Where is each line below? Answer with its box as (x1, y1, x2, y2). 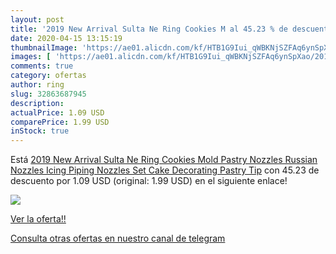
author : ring (10, 80, 65, 90)
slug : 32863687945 (10, 89, 87, 99)
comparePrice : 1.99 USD (10, 117, 110, 127)
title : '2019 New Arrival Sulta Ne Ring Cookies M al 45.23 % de (10, 24, 288, 34)
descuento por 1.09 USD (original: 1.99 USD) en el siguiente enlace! (10, 175, 288, 187)
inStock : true (10, 126, 70, 136)
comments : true (10, 61, 74, 71)
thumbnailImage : (10, 42, 78, 53)
